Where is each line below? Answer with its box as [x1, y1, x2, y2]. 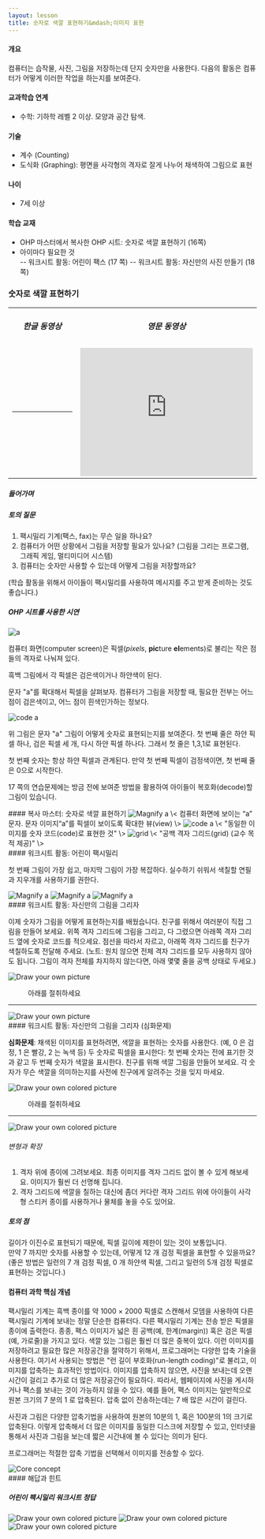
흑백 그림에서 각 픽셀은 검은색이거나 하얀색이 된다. [8, 671, 162, 680]
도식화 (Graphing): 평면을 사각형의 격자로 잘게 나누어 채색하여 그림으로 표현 [19, 160, 252, 170]
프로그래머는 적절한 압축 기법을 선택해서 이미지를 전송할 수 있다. [8, 1448, 204, 1458]
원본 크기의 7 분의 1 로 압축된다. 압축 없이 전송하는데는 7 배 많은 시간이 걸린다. [8, 1395, 248, 1404]
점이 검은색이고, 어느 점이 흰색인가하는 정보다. [8, 697, 150, 707]
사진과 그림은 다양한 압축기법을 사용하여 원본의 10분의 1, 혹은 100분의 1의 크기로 [8, 1411, 253, 1421]
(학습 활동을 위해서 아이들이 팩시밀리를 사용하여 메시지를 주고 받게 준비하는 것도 [8, 577, 253, 588]
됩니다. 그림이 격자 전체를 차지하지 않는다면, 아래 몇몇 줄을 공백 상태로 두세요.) [16, 956, 256, 966]
